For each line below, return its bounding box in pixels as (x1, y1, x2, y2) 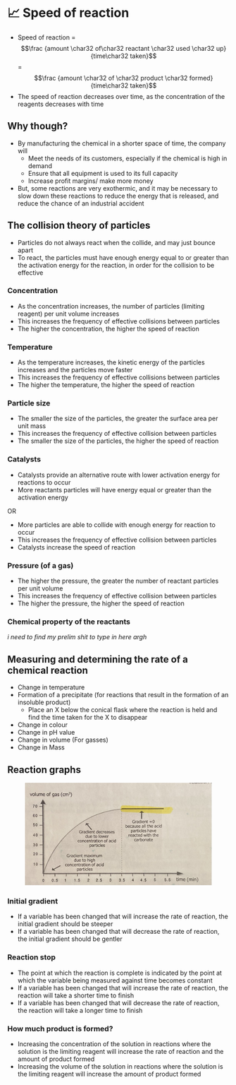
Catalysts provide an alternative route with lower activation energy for (17, 470, 221, 479)
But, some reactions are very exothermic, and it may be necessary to (17, 184, 218, 192)
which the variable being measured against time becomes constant (17, 976, 213, 985)
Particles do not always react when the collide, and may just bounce (17, 238, 216, 247)
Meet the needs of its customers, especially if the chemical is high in (27, 154, 228, 162)
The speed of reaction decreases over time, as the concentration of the (17, 92, 225, 100)
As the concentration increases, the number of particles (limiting (17, 302, 205, 310)
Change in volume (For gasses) (17, 735, 109, 745)
